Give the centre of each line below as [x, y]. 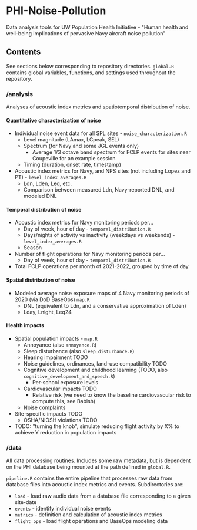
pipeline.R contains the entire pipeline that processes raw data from [89, 478]
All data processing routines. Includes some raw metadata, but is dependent [98, 460]
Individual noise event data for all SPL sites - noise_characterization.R [101, 133]
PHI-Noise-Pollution [56, 11]
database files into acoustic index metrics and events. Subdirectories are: [95, 485]
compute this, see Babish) [64, 401]
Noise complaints [44, 407]
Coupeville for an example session [74, 159]
